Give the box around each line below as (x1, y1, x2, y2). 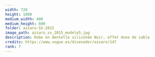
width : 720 (5, 7, 28, 12)
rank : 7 (5, 44, 21, 49)
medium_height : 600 (5, 21, 46, 26)
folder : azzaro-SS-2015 (5, 26, 55, 31)
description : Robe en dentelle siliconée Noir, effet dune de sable (5, 35, 150, 40)
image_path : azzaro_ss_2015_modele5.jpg (5, 30, 90, 35)
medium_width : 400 (5, 16, 43, 21)
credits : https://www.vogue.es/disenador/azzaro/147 (5, 40, 117, 45)
